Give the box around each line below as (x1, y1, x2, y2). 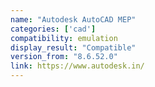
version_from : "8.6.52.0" (10, 52, 118, 62)
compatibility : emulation (10, 33, 118, 43)
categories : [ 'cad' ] (10, 24, 97, 34)
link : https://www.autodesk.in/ (10, 61, 145, 71)
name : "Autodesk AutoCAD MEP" (10, 14, 137, 25)
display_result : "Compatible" (10, 42, 137, 53)
